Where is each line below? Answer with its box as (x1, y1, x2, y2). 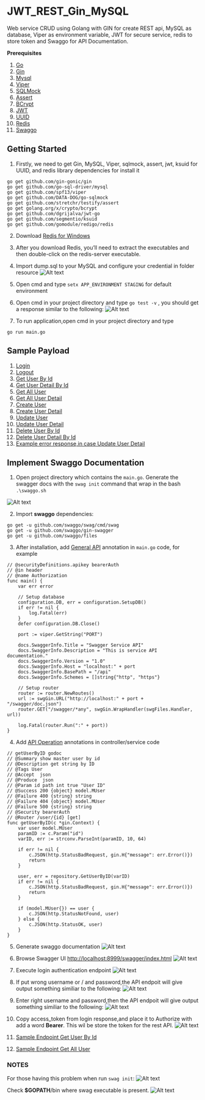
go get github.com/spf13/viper (7, 189, 87, 195)
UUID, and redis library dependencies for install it (15, 166, 140, 174)
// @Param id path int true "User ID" (7, 783, 106, 789)
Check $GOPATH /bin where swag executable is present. (7, 1087, 149, 1094)
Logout (15, 368, 34, 375)
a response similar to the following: (15, 305, 104, 312)
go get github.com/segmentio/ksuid (7, 216, 98, 222)
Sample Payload (7, 345, 70, 356)
